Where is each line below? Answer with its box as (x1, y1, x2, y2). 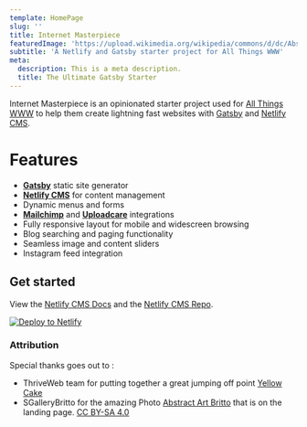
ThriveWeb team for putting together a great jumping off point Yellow (22, 377, 282, 389)
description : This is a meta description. (17, 65, 182, 74)
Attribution (9, 339, 59, 352)
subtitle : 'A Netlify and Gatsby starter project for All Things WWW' (9, 48, 284, 57)
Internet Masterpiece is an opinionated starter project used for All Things (9, 98, 284, 109)
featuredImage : (9, 38, 68, 48)
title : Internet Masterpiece (9, 30, 121, 39)
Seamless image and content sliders (22, 238, 160, 249)
